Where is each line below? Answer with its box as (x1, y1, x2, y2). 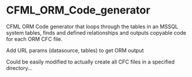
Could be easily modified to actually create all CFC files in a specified (6, 58, 175, 65)
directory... (6, 64, 32, 71)
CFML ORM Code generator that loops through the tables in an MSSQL (6, 23, 178, 30)
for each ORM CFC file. (6, 35, 63, 42)
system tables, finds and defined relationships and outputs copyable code (6, 29, 187, 36)
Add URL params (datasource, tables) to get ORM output (6, 46, 144, 53)
